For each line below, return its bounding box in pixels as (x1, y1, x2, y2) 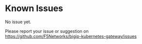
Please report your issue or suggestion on (5, 28, 89, 34)
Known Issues (5, 3, 63, 14)
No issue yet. (5, 19, 32, 25)
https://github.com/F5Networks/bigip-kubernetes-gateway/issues (5, 33, 137, 39)
